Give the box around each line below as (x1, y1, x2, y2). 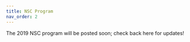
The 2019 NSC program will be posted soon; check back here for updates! (6, 29, 185, 36)
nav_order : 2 (6, 14, 38, 20)
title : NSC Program (6, 8, 54, 14)
